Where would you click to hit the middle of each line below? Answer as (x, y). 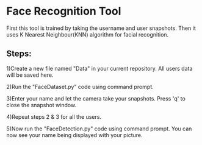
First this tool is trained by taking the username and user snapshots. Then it (101, 28)
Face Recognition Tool (64, 11)
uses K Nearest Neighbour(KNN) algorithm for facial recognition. (88, 34)
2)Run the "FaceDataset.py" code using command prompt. (80, 87)
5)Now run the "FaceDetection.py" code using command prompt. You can (99, 129)
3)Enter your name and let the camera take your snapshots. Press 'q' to (96, 98)
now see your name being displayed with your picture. (74, 135)
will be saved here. (30, 75)
